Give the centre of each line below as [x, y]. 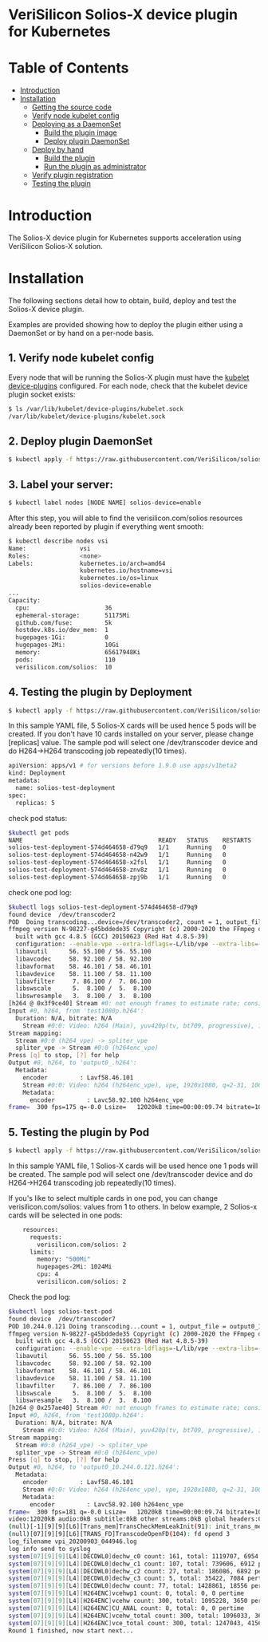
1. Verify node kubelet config [81, 358]
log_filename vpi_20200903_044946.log [73, 1541]
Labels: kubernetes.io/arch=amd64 [87, 563]
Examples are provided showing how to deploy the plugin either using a [126, 324]
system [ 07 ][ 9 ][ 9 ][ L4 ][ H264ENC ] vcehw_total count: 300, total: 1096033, [130, 1616]
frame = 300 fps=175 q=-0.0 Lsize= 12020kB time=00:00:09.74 [116, 1107]
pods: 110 [65, 660]
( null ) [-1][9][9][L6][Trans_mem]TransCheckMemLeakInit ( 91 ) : [110, 1527]
